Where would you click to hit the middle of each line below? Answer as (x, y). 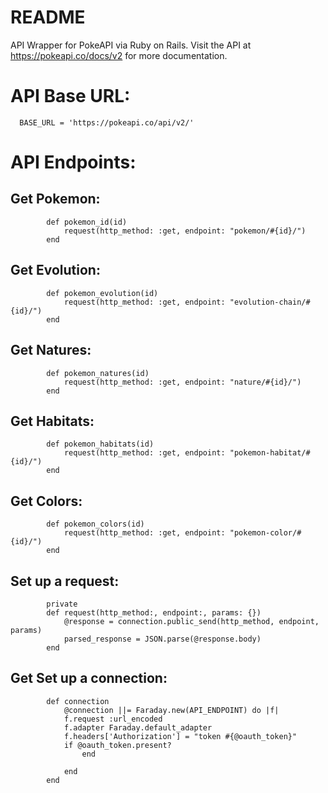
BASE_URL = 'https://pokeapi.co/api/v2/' (107, 122)
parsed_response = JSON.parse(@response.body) (162, 639)
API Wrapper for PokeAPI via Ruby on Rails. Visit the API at (131, 45)
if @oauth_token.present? (117, 745)
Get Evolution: (55, 270)
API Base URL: (70, 96)
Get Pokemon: (55, 199)
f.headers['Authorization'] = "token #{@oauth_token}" (180, 736)
